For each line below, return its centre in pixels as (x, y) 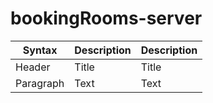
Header (33, 67)
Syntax (40, 50)
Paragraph (40, 83)
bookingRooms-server (106, 18)
